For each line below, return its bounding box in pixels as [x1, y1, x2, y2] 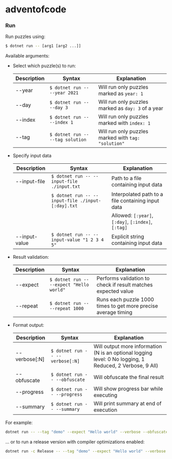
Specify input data [12, 152, 52, 159]
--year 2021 [49, 90, 79, 96]
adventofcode [5, 4, 67, 15]
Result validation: [12, 254, 50, 260]
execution [93, 407, 118, 414]
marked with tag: [98, 135, 140, 142]
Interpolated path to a [111, 191, 163, 198]
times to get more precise [96, 302, 158, 310]
